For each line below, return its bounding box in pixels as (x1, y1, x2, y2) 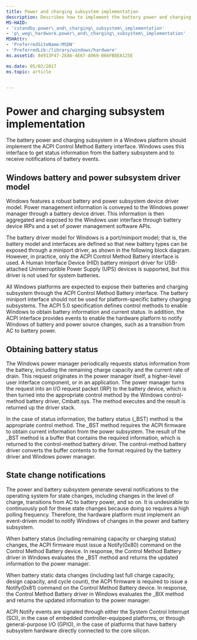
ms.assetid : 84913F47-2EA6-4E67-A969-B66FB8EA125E (6, 53, 133, 59)
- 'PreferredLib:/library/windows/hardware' (6, 47, 117, 53)
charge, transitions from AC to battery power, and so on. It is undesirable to (6, 498, 189, 505)
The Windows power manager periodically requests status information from (6, 360, 190, 367)
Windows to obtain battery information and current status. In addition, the (6, 308, 185, 316)
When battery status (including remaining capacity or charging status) (6, 535, 177, 542)
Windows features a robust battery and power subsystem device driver (6, 197, 179, 204)
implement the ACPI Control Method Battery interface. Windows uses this (6, 143, 185, 150)
